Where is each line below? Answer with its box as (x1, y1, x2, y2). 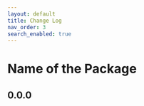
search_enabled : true (7, 30, 72, 38)
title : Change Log (7, 17, 62, 24)
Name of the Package (7, 61, 137, 77)
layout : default (7, 10, 56, 18)
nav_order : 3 (7, 23, 46, 31)
